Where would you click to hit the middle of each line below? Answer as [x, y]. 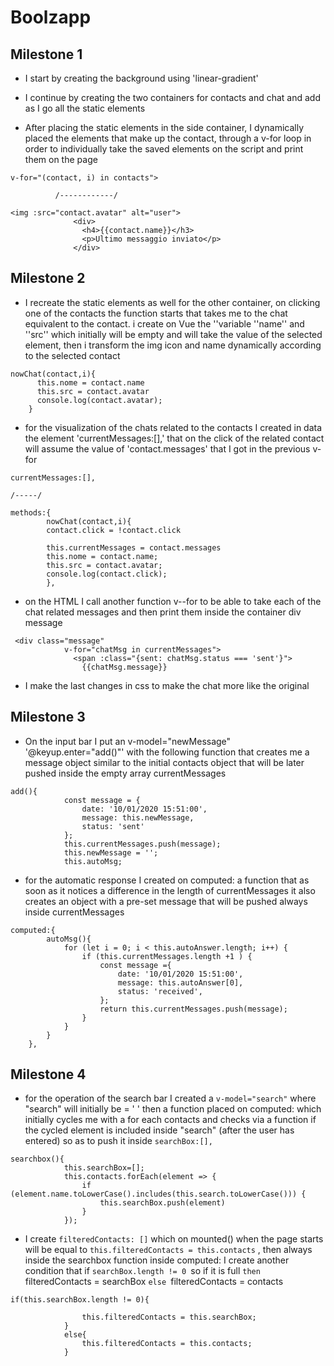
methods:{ [31, 512]
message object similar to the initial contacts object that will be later [164, 762]
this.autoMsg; [93, 861]
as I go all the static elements [85, 108]
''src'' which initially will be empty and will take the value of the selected [173, 334]
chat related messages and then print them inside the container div [163, 612]
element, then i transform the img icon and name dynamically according [173, 345]
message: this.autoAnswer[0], [180, 982]
